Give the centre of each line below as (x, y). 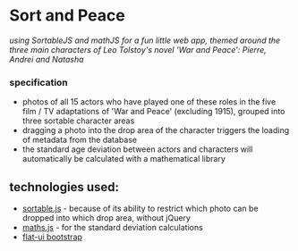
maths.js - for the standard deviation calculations (112, 228)
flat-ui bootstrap (52, 237)
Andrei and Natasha (47, 59)
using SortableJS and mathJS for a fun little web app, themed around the (145, 40)
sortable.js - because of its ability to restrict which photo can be (140, 209)
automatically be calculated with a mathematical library (124, 159)
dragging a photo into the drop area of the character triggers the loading (156, 130)
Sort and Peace (67, 16)
